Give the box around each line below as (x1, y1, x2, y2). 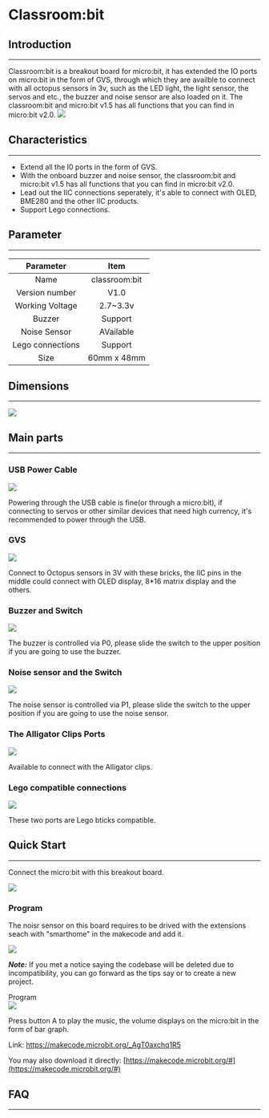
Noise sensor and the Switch (8, 667, 122, 678)
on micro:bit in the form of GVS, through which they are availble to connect (8, 75, 255, 84)
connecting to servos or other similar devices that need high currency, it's (8, 506, 252, 515)
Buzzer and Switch (8, 604, 83, 616)
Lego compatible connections (8, 782, 126, 793)
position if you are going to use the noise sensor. (8, 709, 170, 718)
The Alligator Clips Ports (8, 729, 106, 740)
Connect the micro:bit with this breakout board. (8, 867, 164, 876)
